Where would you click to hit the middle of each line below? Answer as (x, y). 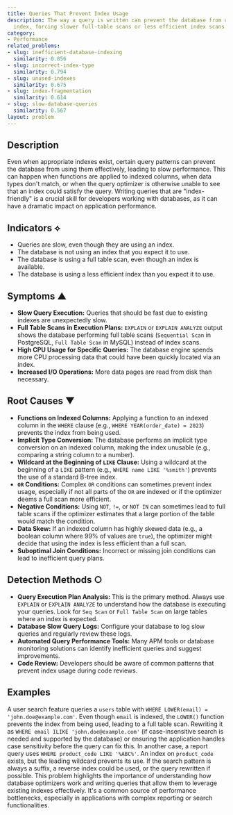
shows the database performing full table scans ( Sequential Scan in (114, 335)
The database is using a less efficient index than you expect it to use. (116, 274)
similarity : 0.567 (40, 110)
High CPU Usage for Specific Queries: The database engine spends (115, 350)
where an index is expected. (58, 618)
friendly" (20, 199)
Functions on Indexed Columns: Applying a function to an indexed (113, 418)
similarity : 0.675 (40, 85)
